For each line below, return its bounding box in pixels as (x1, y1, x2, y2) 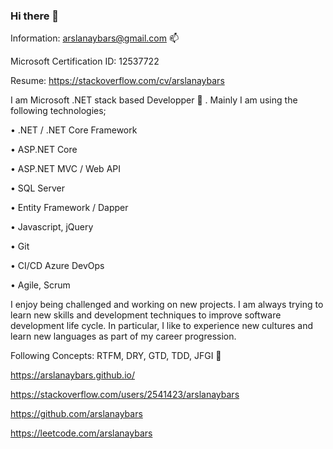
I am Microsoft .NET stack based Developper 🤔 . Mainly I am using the (10, 94, 298, 106)
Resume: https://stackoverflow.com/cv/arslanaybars (10, 75, 225, 87)
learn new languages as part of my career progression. (10, 330, 237, 343)
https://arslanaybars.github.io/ (10, 369, 135, 381)
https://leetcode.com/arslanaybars (10, 427, 153, 439)
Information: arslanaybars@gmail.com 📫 (10, 32, 180, 44)
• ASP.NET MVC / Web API (10, 163, 121, 175)
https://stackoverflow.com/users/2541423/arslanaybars (10, 389, 240, 401)
